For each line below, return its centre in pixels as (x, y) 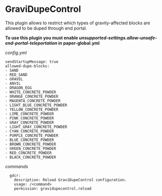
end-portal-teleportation (31, 43)
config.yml (16, 53)
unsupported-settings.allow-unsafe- (118, 38)
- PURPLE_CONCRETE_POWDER (32, 135)
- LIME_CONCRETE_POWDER (30, 114)
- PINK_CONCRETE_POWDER (30, 118)
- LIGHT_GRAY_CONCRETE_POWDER (36, 127)
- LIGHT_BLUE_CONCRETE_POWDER (36, 105)
